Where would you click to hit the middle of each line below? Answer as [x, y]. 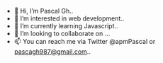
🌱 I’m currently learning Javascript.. [66, 26]
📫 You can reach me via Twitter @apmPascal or [85, 41]
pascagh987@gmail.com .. [52, 52]
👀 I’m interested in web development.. [69, 18]
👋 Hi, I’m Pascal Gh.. [44, 11]
